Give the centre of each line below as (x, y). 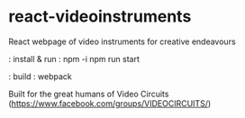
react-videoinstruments (100, 17)
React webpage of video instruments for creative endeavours (122, 41)
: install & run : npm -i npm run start (74, 59)
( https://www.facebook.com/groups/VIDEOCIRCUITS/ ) (110, 103)
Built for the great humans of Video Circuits (89, 94)
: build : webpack (41, 76)
